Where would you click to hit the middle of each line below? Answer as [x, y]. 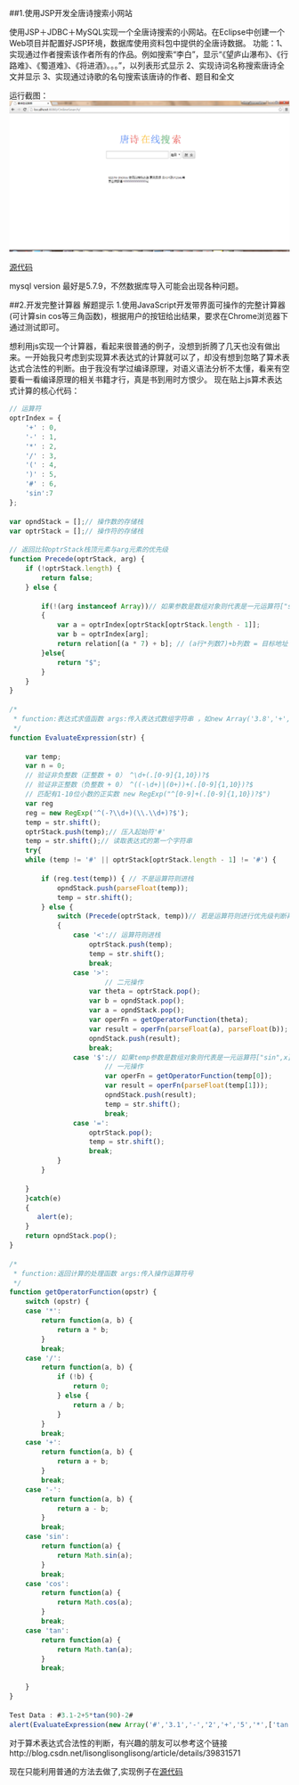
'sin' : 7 [39, 494]
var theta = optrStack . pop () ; [145, 992]
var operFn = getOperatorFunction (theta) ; [169, 1020]
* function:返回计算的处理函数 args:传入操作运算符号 [103, 1273]
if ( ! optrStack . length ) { [73, 569]
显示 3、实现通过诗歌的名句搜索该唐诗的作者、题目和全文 [129, 77]
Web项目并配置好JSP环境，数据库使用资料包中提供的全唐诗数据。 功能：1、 [148, 43]
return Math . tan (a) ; [95, 1650]
